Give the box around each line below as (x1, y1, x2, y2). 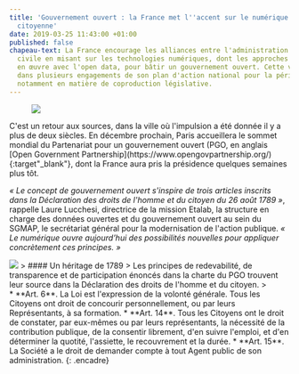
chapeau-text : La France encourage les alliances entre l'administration (9, 46, 289, 55)
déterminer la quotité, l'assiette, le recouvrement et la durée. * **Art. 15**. (9, 336, 285, 346)
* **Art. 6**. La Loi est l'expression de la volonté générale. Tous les (9, 289, 261, 299)
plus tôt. (9, 167, 40, 178)
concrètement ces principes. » (9, 241, 122, 252)
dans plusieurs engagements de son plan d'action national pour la (17, 71, 273, 80)
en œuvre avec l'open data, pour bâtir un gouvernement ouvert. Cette (17, 63, 285, 72)
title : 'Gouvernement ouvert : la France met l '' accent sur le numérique (9, 12, 289, 22)
